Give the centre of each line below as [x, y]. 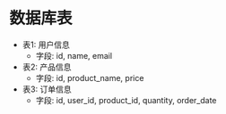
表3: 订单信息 [47, 89]
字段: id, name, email [74, 55]
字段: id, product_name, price [90, 77]
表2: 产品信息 [47, 67]
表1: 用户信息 [46, 45]
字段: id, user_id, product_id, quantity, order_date [126, 100]
